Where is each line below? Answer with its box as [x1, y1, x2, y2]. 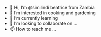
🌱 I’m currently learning [9, 15, 58, 21]
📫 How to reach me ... [9, 26, 56, 32]
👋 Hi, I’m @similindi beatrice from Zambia [9, 5, 95, 10]
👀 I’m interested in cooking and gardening [9, 10, 96, 16]
